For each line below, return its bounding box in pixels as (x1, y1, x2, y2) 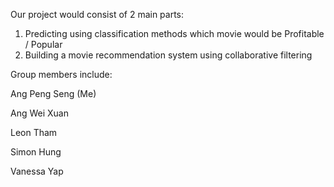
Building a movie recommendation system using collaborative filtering (24, 49, 313, 61)
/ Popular (24, 39, 63, 50)
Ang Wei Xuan (10, 107, 69, 119)
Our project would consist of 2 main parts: (10, 9, 185, 20)
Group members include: (10, 69, 113, 80)
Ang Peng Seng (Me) (10, 88, 97, 99)
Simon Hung (10, 146, 62, 158)
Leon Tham (10, 127, 58, 138)
